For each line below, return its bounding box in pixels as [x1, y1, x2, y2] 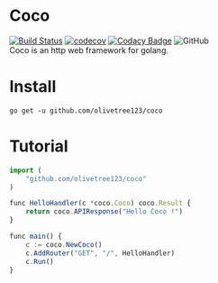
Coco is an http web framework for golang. [9, 44, 169, 55]
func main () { [9, 232, 63, 242]
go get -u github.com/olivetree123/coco [9, 105, 164, 115]
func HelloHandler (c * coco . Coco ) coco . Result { [9, 199, 192, 208]
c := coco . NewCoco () [25, 240, 103, 249]
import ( [9, 166, 42, 175]
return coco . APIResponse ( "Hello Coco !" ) [25, 207, 183, 216]
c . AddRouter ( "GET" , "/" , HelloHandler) [25, 249, 176, 258]
